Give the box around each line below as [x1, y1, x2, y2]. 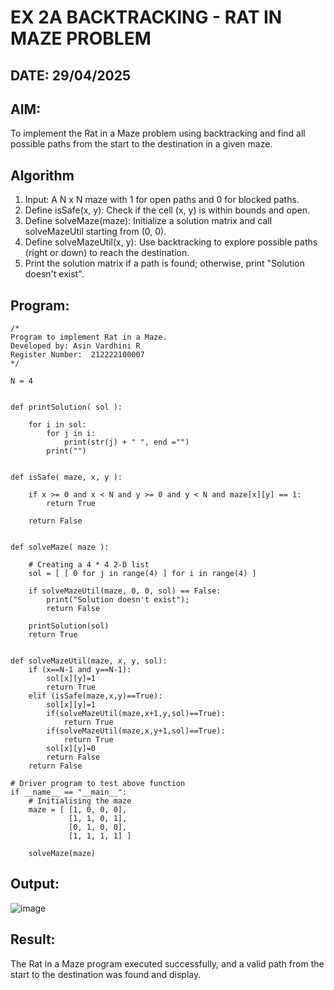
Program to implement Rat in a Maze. [10, 332, 168, 343]
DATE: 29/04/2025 [10, 67, 132, 84]
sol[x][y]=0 [46, 744, 97, 754]
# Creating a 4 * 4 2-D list [28, 560, 150, 570]
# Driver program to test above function [10, 779, 186, 789]
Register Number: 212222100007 [10, 350, 145, 360]
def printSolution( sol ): [10, 402, 123, 413]
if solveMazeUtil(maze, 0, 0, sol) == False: [28, 586, 222, 596]
